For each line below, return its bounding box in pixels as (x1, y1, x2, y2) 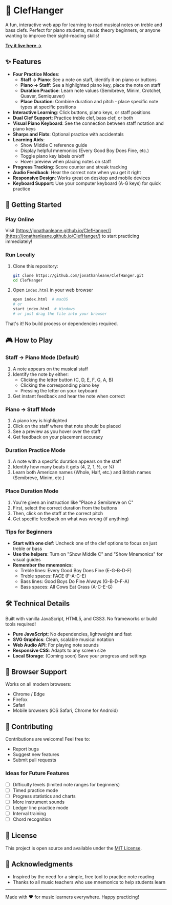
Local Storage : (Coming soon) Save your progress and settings (12, 652, 147, 659)
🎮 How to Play (5, 336, 53, 345)
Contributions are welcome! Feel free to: (5, 736, 91, 742)
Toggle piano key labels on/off (20, 153, 84, 159)
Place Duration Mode (5, 487, 59, 495)
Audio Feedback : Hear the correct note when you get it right (12, 169, 141, 175)
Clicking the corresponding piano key (20, 382, 100, 388)
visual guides (12, 556, 41, 562)
